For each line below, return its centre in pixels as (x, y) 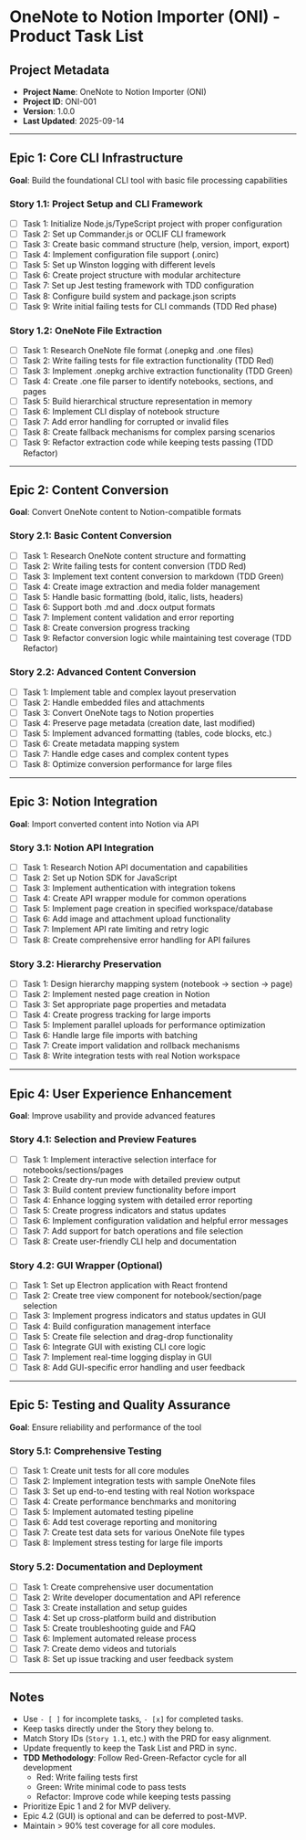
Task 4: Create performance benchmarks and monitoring (129, 1502)
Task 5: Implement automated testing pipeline (108, 1512)
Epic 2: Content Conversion (89, 490)
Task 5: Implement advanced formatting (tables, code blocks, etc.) (147, 733)
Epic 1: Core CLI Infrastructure (97, 158)
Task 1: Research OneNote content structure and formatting (134, 555)
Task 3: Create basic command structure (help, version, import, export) (156, 245)
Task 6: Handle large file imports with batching (110, 1036)
